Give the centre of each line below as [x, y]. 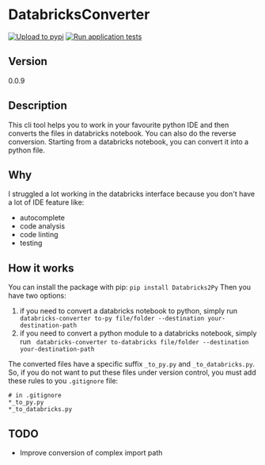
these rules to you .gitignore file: [63, 381]
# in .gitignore [35, 396]
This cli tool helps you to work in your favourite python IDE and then [119, 125]
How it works [41, 268]
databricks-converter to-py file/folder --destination [112, 319]
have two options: [37, 296]
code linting [39, 235]
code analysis [42, 226]
